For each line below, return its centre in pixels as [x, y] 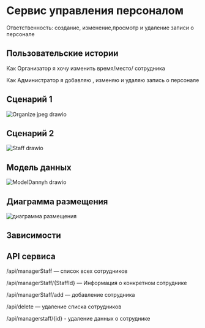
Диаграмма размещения [57, 201]
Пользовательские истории [62, 54]
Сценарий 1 [30, 100]
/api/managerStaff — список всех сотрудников [67, 271]
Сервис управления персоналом [95, 11]
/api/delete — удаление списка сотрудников [64, 307]
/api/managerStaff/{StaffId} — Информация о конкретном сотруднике [97, 283]
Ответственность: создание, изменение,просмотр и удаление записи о [100, 28]
